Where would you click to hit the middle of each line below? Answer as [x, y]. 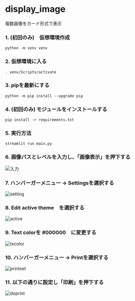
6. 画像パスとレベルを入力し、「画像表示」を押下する [68, 157]
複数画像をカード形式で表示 [34, 23]
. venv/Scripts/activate [31, 72]
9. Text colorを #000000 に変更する [51, 233]
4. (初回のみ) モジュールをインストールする [56, 109]
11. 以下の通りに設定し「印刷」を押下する [55, 282]
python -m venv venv [27, 48]
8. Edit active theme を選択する [45, 207]
